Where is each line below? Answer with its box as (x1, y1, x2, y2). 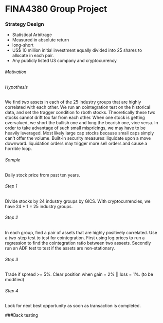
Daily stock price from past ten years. (5, 172, 80, 178)
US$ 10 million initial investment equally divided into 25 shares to (12, 47, 142, 53)
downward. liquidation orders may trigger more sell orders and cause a (5, 140, 147, 147)
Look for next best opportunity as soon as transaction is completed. (5, 303, 141, 309)
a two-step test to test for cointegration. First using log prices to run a (5, 235, 145, 241)
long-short (12, 42, 34, 48)
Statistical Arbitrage (12, 32, 52, 38)
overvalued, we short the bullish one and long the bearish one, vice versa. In (5, 120, 158, 126)
